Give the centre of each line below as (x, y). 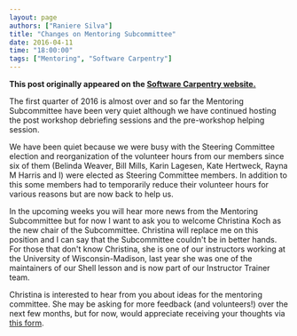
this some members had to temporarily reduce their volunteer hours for (139, 184)
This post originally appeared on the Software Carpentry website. (133, 84)
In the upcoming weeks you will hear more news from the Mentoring (134, 211)
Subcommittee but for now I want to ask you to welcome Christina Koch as (145, 220)
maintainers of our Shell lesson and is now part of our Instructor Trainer (140, 268)
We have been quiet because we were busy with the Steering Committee (142, 147)
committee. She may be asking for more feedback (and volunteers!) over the (148, 304)
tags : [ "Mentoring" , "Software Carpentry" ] (91, 59)
